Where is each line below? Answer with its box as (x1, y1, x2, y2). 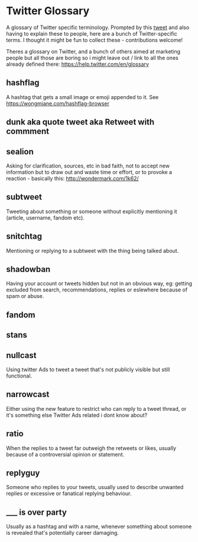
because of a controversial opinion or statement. (6, 451, 125, 458)
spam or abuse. (6, 293, 44, 300)
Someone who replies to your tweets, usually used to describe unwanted (6, 484, 184, 491)
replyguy (6, 468, 40, 478)
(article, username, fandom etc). (6, 214, 85, 221)
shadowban (6, 264, 51, 274)
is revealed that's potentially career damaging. (6, 530, 119, 537)
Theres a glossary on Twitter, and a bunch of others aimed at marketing (6, 47, 181, 55)
